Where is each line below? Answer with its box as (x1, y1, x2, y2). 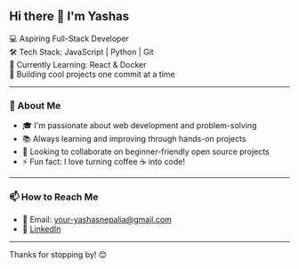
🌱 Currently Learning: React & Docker (9, 59, 147, 69)
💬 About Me (9, 99, 61, 111)
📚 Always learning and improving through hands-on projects (21, 134, 246, 144)
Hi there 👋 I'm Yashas (9, 9, 130, 24)
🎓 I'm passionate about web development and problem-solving (21, 120, 257, 131)
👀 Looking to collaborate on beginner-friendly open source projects (21, 146, 270, 157)
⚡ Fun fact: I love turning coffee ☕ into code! (21, 157, 185, 167)
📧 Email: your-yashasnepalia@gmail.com (21, 215, 172, 225)
